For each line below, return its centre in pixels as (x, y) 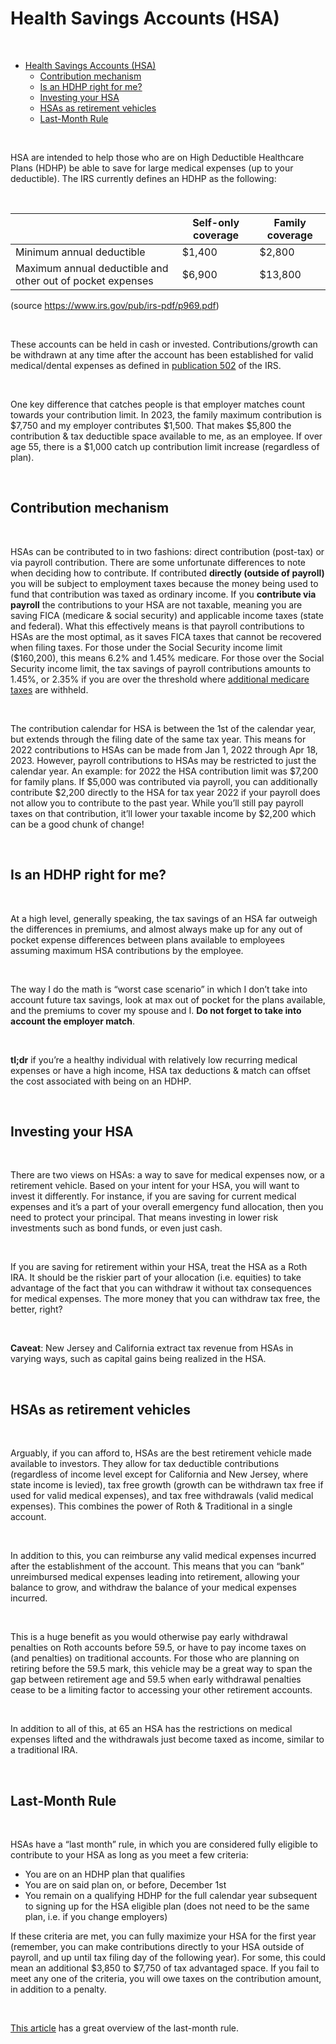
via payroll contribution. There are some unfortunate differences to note (158, 562)
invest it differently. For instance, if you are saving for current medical (153, 1196)
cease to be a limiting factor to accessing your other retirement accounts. (161, 1690)
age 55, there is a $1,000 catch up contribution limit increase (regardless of (165, 446)
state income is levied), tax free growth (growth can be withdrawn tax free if (167, 1485)
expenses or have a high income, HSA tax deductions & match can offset (160, 1070)
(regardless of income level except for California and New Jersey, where (159, 1474)
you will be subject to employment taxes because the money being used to (164, 583)
